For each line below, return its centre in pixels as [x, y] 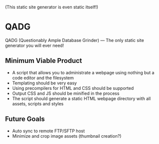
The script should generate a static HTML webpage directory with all [81, 98]
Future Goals [25, 119]
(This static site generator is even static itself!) [52, 7]
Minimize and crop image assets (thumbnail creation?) [67, 136]
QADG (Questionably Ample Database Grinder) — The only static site [75, 40]
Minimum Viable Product [44, 61]
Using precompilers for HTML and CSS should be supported [73, 88]
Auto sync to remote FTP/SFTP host [48, 131]
